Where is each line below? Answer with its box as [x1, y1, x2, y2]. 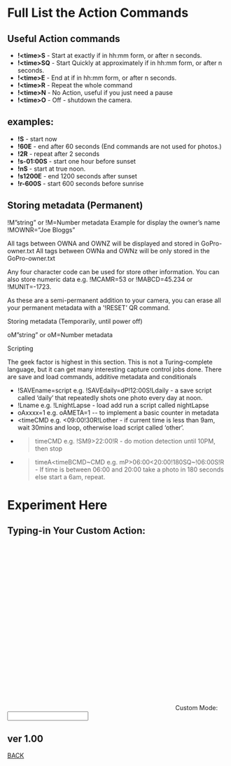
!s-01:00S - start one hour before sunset [17, 157, 136, 165]
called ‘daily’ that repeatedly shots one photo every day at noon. [17, 393, 203, 402]
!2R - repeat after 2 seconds [17, 149, 100, 158]
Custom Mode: [174, 703, 218, 711]
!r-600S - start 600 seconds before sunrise [17, 179, 144, 187]
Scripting [7, 344, 34, 353]
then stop [34, 444, 63, 453]
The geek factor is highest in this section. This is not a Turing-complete [7, 357, 213, 366]
